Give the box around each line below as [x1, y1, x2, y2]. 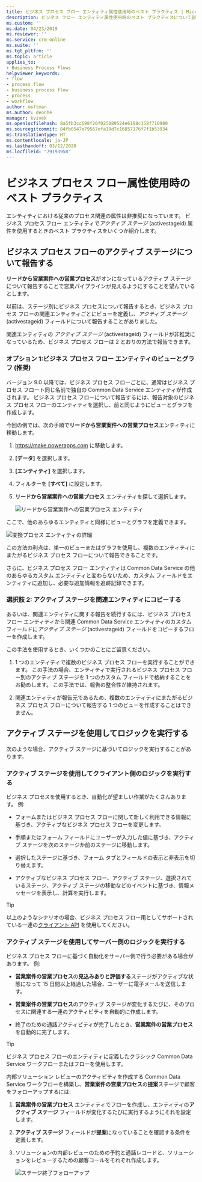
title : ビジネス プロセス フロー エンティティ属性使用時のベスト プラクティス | [6, 8, 184, 15]
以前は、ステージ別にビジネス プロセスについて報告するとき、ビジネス [6, 303, 182, 310]
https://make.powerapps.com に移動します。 [14, 441, 126, 449]
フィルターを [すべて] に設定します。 [14, 480, 106, 487]
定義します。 [14, 1136, 47, 1144]
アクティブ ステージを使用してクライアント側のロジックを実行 [6, 769, 185, 777]
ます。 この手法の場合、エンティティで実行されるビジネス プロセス [14, 666, 180, 673]
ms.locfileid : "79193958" [6, 149, 71, 155]
